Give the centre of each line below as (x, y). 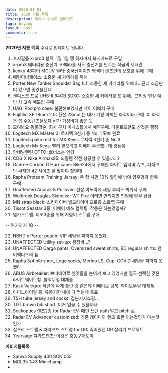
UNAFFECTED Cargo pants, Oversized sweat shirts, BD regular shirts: (84, 248)
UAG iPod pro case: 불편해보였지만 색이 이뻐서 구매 (64, 108)
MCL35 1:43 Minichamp (37, 362)
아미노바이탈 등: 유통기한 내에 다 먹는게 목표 (56, 292)
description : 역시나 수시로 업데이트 (40, 19)
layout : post (19, 28)
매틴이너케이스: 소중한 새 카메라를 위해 (50, 77)
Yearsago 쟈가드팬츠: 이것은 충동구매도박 (53, 336)
